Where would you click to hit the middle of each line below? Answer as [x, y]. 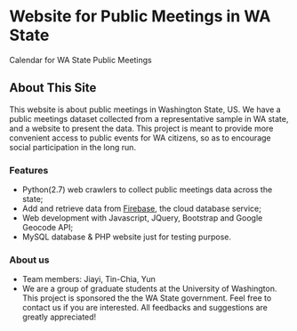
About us [29, 260]
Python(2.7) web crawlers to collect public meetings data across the [147, 190]
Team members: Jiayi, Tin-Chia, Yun [88, 279]
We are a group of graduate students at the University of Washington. [149, 289]
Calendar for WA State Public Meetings [81, 60]
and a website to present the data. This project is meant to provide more [141, 128]
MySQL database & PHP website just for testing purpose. [126, 237]
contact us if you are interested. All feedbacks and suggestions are [145, 308]
